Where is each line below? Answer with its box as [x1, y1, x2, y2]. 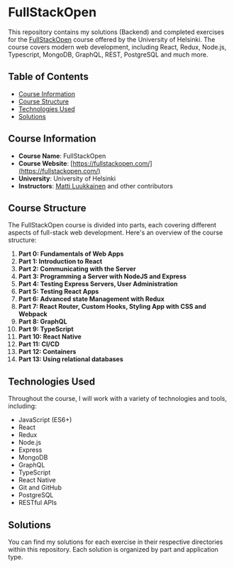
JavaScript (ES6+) [18, 416, 72, 424]
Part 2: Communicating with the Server [18, 265, 137, 273]
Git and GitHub [18, 483, 62, 492]
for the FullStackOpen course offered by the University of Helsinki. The [8, 35, 216, 43]
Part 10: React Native [18, 332, 82, 341]
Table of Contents [8, 71, 89, 83]
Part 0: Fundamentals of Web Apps [18, 249, 124, 259]
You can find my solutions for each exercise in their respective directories [8, 538, 223, 546]
